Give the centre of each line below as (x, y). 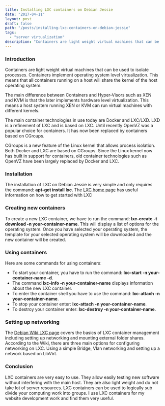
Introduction (20, 59)
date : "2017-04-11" (25, 14)
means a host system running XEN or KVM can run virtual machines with (79, 105)
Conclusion (19, 367)
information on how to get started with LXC (49, 195)
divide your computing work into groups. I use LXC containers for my (75, 393)
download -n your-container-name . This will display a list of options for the (82, 224)
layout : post (18, 19)
